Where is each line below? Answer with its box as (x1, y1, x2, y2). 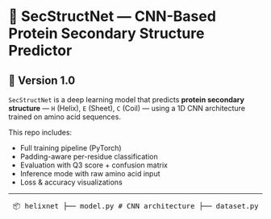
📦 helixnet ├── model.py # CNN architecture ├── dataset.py (12, 201, 259, 210)
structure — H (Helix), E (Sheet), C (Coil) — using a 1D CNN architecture (8, 104, 246, 113)
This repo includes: (8, 128, 73, 137)
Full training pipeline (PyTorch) (19, 143, 123, 152)
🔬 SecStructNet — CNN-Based (8, 7, 216, 26)
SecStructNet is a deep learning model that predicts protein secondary (8, 95, 244, 104)
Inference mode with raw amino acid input (19, 169, 161, 178)
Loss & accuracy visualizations (19, 177, 123, 187)
